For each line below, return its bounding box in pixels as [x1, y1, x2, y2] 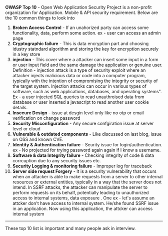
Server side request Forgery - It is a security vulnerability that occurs [12, 168, 156, 174]
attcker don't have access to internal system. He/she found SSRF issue [12, 200, 159, 206]
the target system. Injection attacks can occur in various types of [12, 83, 146, 89]
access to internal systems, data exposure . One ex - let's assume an [12, 195, 155, 201]
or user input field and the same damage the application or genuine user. [12, 62, 162, 68]
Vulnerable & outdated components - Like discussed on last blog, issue [12, 131, 162, 137]
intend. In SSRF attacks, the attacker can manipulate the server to [12, 184, 148, 190]
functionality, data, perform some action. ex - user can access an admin [12, 30, 161, 36]
